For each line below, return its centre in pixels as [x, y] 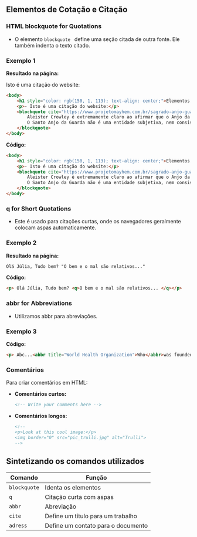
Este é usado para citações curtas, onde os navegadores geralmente [98, 222]
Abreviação [61, 507]
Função [96, 478]
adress [18, 526]
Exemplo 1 [21, 60]
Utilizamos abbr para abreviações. [56, 316]
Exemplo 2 [21, 243]
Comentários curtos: [40, 394]
